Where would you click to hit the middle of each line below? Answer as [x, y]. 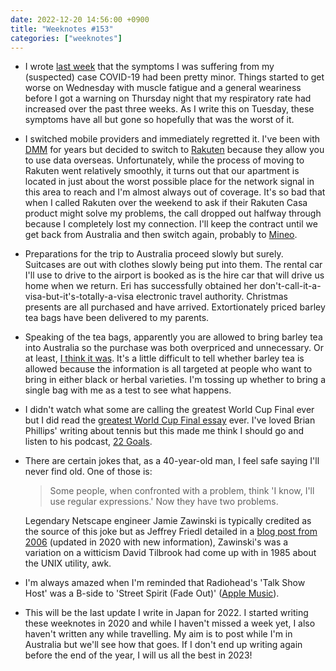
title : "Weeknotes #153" [62, 29]
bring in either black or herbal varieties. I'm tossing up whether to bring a [175, 380]
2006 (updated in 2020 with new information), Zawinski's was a [156, 542]
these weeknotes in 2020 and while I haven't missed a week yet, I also [170, 623]
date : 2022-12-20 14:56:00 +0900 [80, 19]
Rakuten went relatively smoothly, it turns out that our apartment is [162, 171]
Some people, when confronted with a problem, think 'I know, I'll [182, 491]
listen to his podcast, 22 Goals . [88, 442]
